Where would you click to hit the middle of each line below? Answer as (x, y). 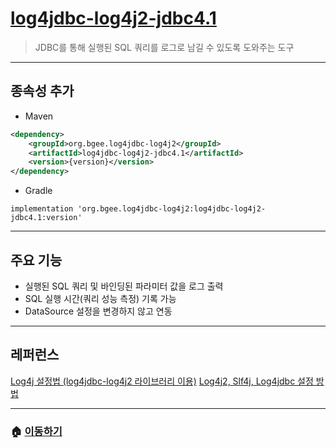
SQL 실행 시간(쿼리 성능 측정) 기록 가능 (100, 298)
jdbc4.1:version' (46, 218)
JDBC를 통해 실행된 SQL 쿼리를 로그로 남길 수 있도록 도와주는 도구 (164, 47)
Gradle (38, 191)
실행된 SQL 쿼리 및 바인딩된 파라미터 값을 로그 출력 (124, 286)
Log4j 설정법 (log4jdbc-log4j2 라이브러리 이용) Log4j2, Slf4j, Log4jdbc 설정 (162, 381)
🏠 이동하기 (36, 431)
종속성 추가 (42, 91)
